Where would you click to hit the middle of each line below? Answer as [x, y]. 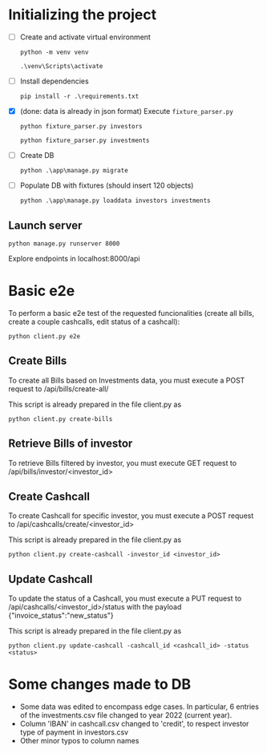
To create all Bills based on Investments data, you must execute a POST [127, 380]
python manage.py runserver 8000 [64, 244]
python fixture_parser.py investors [81, 127]
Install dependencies [55, 81]
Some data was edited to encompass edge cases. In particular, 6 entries [139, 706]
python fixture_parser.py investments [85, 141]
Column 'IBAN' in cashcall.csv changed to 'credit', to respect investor [134, 724]
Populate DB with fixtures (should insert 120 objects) [107, 185]
